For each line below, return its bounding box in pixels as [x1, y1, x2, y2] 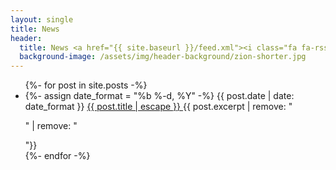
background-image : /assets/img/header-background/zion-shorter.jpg [19, 52, 307, 62]
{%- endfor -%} [24, 150, 91, 162]
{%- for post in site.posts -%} [24, 79, 148, 91]
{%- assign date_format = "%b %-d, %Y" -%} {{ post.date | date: [24, 90, 295, 102]
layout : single [10, 14, 74, 25]
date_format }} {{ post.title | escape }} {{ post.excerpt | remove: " [24, 101, 293, 113]
